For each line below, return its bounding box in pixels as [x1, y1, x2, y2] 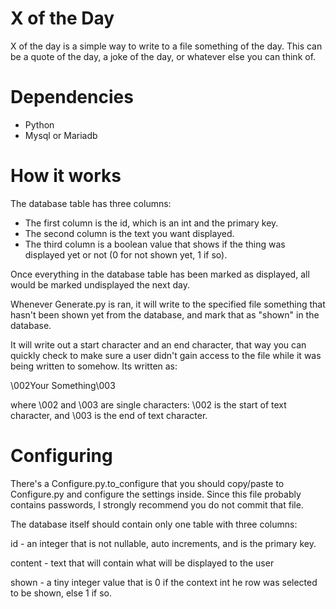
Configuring [10, 445, 113, 467]
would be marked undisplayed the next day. [10, 278, 190, 291]
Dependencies [10, 86, 134, 109]
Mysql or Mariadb [24, 129, 98, 141]
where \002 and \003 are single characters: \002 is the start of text [10, 398, 287, 411]
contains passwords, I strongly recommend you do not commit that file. [10, 498, 304, 511]
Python [24, 118, 55, 131]
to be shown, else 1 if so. [10, 587, 112, 599]
